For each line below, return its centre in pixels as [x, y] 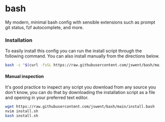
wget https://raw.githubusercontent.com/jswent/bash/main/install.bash [80, 107]
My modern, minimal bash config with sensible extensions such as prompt [80, 22]
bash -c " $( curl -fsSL [28, 65]
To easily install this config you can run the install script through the [74, 51]
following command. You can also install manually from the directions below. [82, 56]
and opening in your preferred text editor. [47, 98]
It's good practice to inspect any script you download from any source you [81, 87]
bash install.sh [22, 116]
